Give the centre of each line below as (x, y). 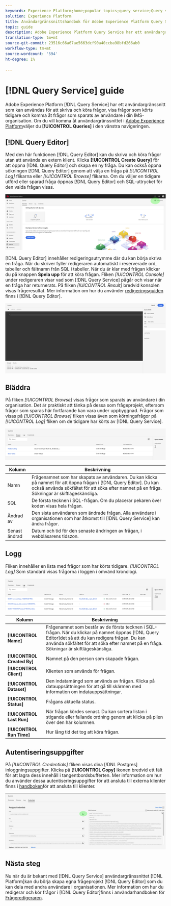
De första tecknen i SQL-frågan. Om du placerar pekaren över (96, 500)
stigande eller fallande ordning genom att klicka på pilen (104, 717)
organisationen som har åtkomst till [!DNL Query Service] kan (96, 518)
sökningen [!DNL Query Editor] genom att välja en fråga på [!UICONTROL (82, 171)
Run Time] (19, 735)
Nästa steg (23, 864)
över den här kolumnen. (70, 722)
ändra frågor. (45, 524)
